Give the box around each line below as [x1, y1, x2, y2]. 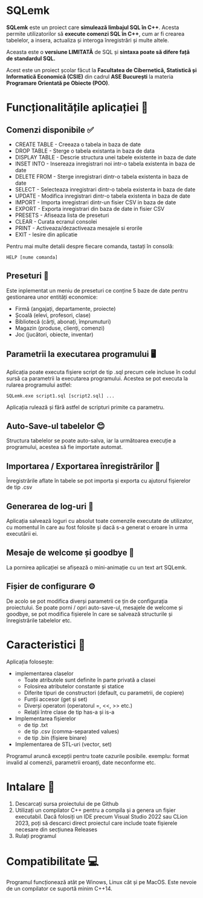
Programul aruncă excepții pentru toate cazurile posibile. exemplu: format [6, 752, 189, 759]
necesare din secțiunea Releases [14, 825, 98, 833]
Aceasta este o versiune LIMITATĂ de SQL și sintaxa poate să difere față [6, 48, 190, 55]
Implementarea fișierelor [14, 714, 77, 722]
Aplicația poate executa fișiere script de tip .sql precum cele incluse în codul [6, 368, 196, 376]
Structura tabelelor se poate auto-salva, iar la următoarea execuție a [6, 437, 176, 444]
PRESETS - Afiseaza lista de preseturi [14, 211, 109, 219]
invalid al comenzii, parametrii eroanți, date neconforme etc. [6, 759, 156, 766]
